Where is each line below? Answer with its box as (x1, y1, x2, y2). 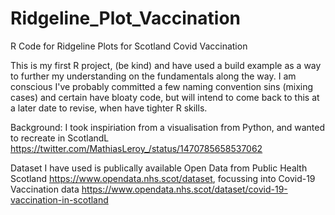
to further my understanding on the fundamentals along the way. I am (10, 70, 297, 82)
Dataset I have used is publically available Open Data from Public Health (10, 162, 308, 174)
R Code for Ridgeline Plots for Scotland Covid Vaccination (10, 40, 248, 52)
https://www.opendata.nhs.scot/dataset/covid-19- (81, 183, 288, 195)
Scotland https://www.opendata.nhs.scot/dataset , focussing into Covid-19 (10, 172, 316, 184)
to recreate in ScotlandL (10, 132, 110, 144)
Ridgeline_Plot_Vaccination (10, 7, 242, 30)
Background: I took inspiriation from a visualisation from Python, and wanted (10, 121, 326, 133)
